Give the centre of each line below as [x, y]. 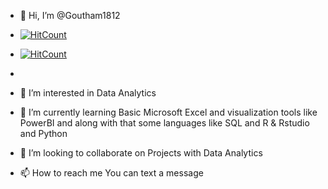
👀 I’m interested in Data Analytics [88, 93]
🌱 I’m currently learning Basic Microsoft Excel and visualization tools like [168, 112]
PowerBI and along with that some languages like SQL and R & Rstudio [164, 123]
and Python [43, 133]
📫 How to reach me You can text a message [111, 173]
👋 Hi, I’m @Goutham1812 [70, 15]
